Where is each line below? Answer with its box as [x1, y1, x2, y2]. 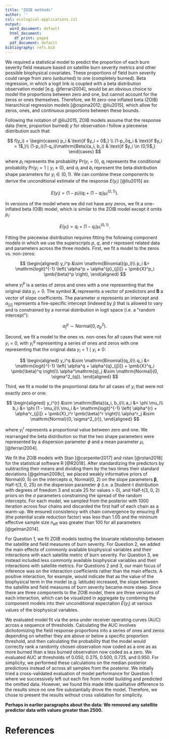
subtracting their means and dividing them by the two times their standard [5, 466, 159, 472]
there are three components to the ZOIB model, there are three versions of [5, 590, 160, 596]
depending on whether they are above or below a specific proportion [5, 633, 149, 639]
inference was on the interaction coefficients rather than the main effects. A [5, 568, 162, 574]
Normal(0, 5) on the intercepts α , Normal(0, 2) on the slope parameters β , [5, 476, 158, 483]
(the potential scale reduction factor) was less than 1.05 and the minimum [5, 514, 158, 520]
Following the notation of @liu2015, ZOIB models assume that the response [5, 117, 161, 123]
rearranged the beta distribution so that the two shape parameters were [5, 433, 154, 439]
